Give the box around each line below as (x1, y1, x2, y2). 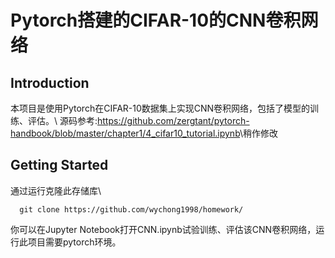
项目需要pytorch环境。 (27, 236, 122, 248)
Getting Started (10, 157, 109, 174)
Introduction (10, 74, 90, 91)
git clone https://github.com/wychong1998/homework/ (19, 204, 244, 215)
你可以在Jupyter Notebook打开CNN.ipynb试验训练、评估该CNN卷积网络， (10, 223, 317, 235)
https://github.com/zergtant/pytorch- (97, 115, 250, 126)
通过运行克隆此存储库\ (10, 184, 102, 196)
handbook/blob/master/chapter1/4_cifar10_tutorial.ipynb (10, 127, 240, 139)
